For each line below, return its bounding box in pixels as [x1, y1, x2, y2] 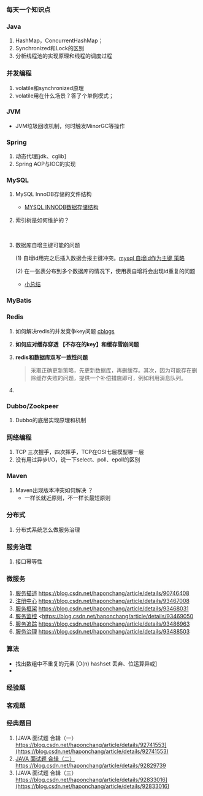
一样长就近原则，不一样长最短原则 [24, 494, 111, 501]
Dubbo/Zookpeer [6, 401, 59, 410]
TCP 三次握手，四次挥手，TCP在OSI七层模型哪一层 [15, 449, 144, 456]
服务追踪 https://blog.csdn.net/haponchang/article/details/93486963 [15, 620, 190, 627]
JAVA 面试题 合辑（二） [15, 755, 75, 762]
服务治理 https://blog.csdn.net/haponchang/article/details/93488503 [15, 628, 190, 635]
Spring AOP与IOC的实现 [15, 161, 76, 168]
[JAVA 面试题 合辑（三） [15, 769, 77, 776]
